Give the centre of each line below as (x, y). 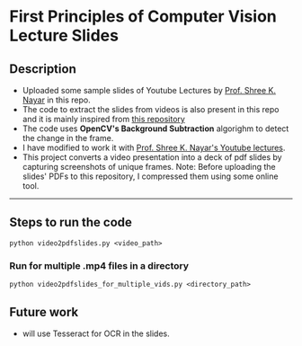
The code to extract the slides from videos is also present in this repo (151, 109)
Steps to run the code (71, 222)
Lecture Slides (64, 35)
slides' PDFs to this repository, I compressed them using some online (150, 176)
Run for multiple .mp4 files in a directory (99, 265)
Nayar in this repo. (57, 100)
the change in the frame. (68, 138)
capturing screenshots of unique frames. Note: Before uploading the (149, 167)
